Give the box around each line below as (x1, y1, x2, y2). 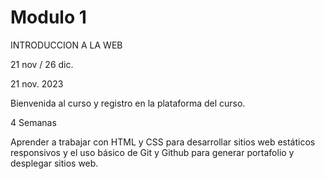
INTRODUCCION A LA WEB (10, 39, 123, 51)
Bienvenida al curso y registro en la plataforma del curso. (10, 97, 246, 109)
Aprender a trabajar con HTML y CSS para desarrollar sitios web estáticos (10, 136, 316, 148)
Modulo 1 (10, 6, 87, 29)
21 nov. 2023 (10, 77, 64, 90)
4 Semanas (10, 116, 57, 128)
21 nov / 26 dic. (10, 58, 74, 70)
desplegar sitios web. (10, 157, 99, 169)
